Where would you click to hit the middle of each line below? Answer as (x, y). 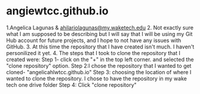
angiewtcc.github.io (57, 11)
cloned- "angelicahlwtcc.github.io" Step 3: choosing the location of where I (99, 72)
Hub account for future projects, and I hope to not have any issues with (94, 40)
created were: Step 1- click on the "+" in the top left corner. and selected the (100, 59)
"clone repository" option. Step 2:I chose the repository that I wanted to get (99, 66)
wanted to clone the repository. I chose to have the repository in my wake (96, 78)
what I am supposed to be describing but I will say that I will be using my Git (99, 34)
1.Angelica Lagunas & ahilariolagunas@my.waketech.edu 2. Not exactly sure (100, 28)
